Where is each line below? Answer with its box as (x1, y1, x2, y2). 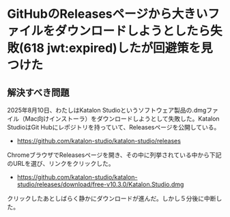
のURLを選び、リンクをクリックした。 (7, 160, 115, 167)
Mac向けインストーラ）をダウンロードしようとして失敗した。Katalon (25, 115, 220, 123)
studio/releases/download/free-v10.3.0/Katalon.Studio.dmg (16, 180, 184, 188)
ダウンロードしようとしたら (55, 23, 211, 39)
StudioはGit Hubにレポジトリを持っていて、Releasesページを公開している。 (7, 124, 220, 131)
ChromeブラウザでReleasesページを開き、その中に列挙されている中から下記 (7, 151, 222, 159)
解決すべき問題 (7, 87, 70, 98)
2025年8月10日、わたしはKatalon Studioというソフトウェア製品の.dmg (7, 106, 207, 114)
